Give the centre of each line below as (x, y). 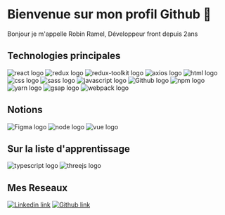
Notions (25, 110)
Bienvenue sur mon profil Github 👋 (109, 14)
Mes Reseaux (38, 188)
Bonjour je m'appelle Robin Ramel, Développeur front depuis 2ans (103, 34)
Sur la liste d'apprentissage (69, 149)
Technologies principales (64, 56)
